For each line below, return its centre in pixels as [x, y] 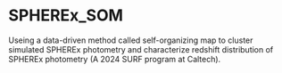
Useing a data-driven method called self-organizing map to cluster [131, 40]
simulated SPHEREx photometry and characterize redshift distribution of [141, 49]
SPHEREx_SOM [66, 16]
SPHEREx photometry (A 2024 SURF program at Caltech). [115, 59]
